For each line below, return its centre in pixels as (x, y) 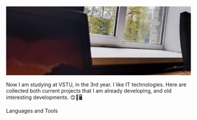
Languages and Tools (32, 111)
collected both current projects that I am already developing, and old (89, 90)
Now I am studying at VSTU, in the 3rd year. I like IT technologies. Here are (96, 84)
